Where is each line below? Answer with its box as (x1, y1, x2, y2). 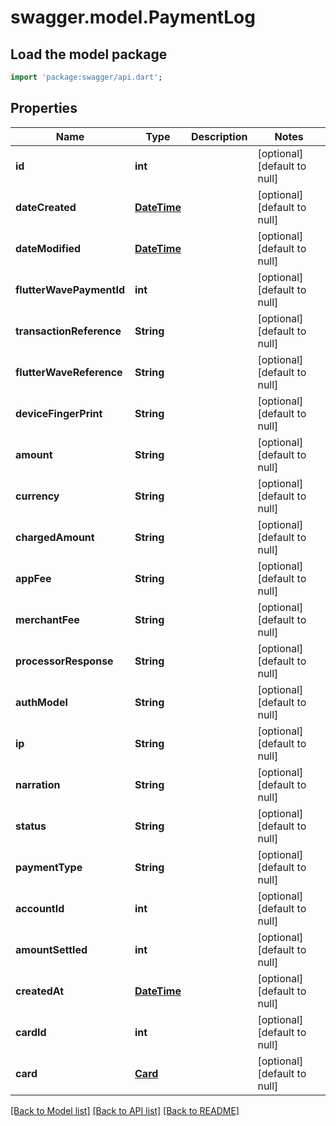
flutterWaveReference (15, 365, 123, 379)
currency (15, 489, 60, 503)
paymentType (15, 860, 83, 874)
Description (191, 129, 248, 143)
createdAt (15, 984, 65, 998)
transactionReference (15, 324, 122, 338)
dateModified (15, 241, 82, 255)
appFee (15, 571, 52, 585)
